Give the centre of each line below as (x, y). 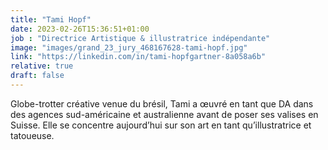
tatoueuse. (32, 135)
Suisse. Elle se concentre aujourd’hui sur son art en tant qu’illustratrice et (161, 125)
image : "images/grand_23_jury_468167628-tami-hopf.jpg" (129, 47)
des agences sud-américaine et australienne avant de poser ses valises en (164, 114)
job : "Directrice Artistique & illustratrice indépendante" (140, 38)
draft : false (37, 76)
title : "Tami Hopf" (51, 19)
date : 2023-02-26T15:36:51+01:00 (80, 29)
